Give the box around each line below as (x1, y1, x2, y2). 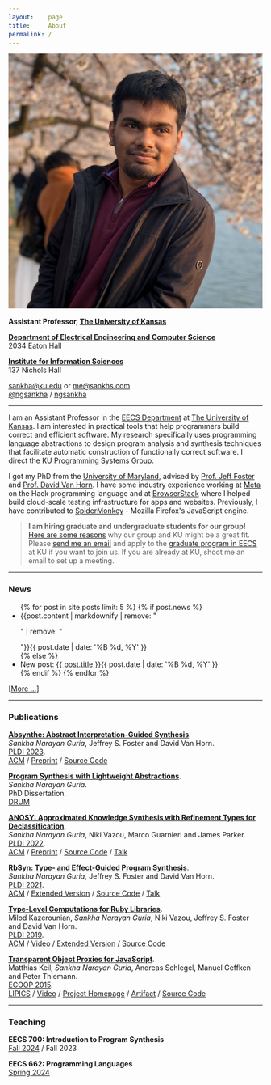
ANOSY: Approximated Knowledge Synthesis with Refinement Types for (8, 812, 256, 822)
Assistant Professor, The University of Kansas (8, 316, 167, 327)
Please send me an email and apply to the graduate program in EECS (27, 539, 257, 549)
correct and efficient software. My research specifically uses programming (8, 430, 257, 440)
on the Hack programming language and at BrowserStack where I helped (8, 489, 251, 498)
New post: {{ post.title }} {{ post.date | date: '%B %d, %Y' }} (19, 659, 219, 669)
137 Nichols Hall (8, 365, 62, 375)
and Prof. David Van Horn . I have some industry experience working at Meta (8, 480, 261, 490)
